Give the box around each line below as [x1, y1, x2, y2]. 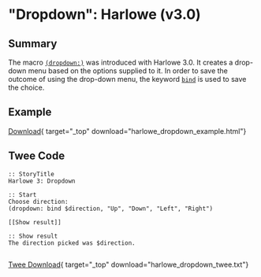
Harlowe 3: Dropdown [8, 177, 76, 185]
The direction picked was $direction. [8, 238, 136, 247]
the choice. [8, 83, 45, 92]
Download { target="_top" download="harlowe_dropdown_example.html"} [8, 126, 247, 135]
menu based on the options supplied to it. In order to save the [28, 66, 229, 76]
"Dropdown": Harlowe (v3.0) [8, 6, 201, 24]
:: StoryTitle [8, 170, 55, 178]
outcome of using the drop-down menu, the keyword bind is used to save [8, 75, 247, 83]
